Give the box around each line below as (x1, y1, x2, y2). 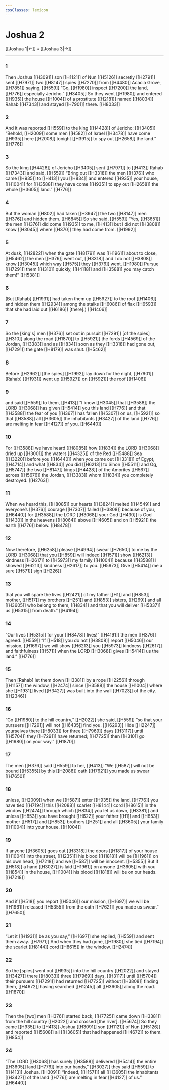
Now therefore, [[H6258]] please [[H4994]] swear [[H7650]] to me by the (5, 547, 157, 553)
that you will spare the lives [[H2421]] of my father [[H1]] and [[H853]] (5, 592, 150, 598)
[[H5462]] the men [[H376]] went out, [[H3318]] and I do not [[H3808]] (5, 256, 152, 262)
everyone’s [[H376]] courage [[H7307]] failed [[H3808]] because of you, (5, 506, 156, 512)
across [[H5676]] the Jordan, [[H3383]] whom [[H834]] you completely (5, 472, 153, 478)
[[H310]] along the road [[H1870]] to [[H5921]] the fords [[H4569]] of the (5, 335, 155, 342)
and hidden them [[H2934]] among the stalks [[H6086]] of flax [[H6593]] (5, 301, 157, 307)
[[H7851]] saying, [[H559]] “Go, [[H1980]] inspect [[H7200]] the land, (5, 85, 148, 91)
